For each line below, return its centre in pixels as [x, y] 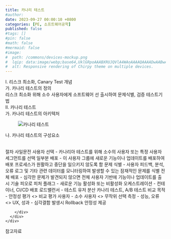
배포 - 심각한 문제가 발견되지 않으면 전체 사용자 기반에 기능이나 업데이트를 [83, 177]
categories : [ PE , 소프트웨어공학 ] [38, 24]
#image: [13, 52]
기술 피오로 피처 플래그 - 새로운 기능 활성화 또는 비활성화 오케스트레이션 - [83, 184]
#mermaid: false [22, 48]
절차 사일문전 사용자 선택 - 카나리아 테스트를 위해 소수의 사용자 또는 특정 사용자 [83, 152]
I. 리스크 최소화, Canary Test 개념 [39, 82]
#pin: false [18, 39]
